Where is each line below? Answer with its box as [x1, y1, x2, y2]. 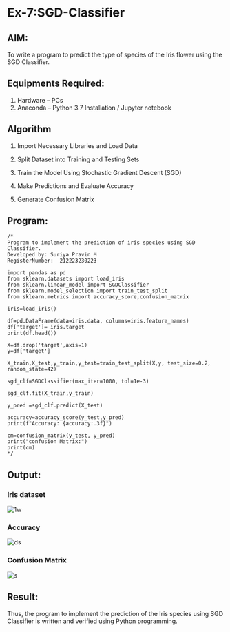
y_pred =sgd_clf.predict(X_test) [7, 402, 103, 409]
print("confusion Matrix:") [7, 438, 88, 445]
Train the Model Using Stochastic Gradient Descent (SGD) [17, 168, 182, 176]
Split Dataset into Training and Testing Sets [17, 155, 140, 163]
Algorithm [7, 123, 52, 135]
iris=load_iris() [7, 305, 57, 313]
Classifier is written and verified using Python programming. [7, 617, 178, 625]
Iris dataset [7, 489, 46, 499]
